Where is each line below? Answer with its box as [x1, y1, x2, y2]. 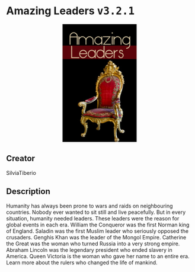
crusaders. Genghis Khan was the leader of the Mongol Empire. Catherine [6, 233, 187, 241]
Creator [6, 153, 36, 164]
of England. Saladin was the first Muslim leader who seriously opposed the [6, 227, 189, 235]
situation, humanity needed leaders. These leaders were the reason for [6, 215, 180, 222]
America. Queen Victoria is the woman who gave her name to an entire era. [6, 252, 190, 260]
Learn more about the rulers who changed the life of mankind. [6, 259, 158, 266]
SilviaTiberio [6, 169, 37, 176]
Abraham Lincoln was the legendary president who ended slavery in [6, 246, 173, 253]
